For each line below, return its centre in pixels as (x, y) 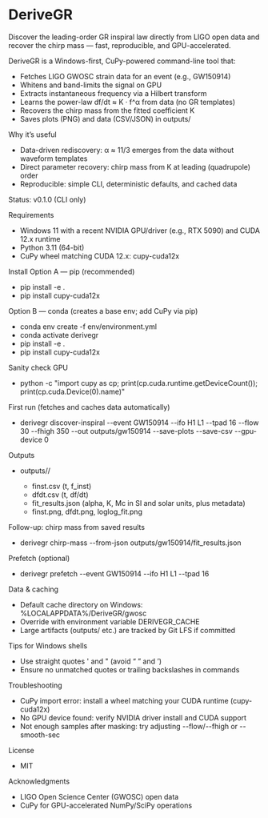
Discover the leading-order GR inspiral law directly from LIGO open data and (134, 37)
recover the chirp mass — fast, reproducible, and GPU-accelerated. (120, 45)
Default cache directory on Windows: (81, 604)
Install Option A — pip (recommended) (72, 271)
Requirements (31, 215)
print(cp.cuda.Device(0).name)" (72, 391)
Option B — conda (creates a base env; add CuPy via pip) (103, 311)
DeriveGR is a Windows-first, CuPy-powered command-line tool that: (122, 61)
